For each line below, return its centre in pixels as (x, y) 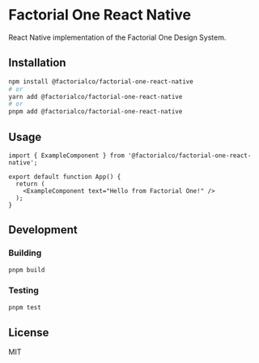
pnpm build (27, 270)
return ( (30, 184)
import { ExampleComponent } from (67, 156)
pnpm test (25, 307)
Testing (23, 291)
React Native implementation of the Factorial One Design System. (117, 37)
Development (43, 230)
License (29, 333)
